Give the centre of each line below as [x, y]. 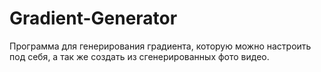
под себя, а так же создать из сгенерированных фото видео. [139, 56]
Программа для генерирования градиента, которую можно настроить [160, 46]
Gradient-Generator [93, 18]
